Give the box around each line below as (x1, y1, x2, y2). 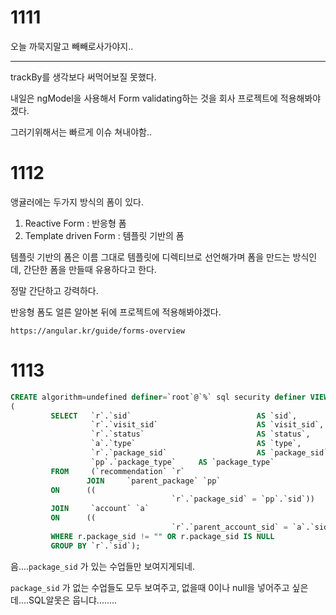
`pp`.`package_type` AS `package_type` (90, 457, 275, 467)
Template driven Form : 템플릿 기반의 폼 (24, 229, 185, 241)
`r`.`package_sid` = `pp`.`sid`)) (171, 494, 315, 505)
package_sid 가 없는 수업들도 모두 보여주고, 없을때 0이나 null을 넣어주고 (10, 581, 290, 593)
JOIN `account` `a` (50, 504, 150, 514)
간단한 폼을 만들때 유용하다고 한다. (23, 263, 157, 275)
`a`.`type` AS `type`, (90, 439, 302, 449)
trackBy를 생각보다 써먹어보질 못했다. (10, 71, 157, 83)
